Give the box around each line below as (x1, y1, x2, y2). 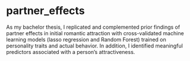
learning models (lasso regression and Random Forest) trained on (6, 36, 166, 43)
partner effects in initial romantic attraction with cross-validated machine (6, 29, 184, 36)
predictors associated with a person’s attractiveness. (6, 48, 135, 55)
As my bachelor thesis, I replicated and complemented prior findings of (6, 23, 180, 30)
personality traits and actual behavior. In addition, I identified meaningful (6, 42, 183, 49)
